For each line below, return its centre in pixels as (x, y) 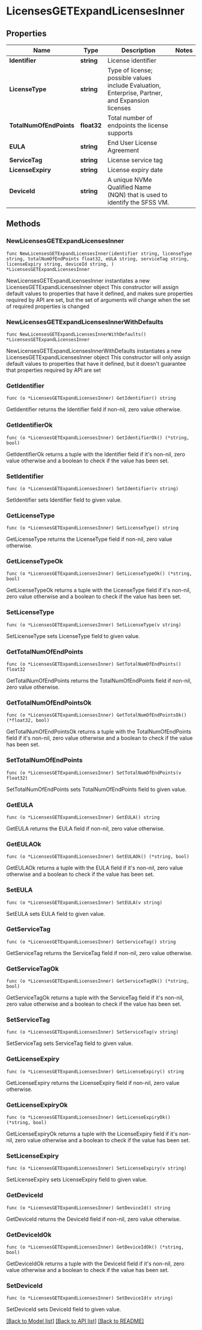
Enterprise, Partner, (135, 93)
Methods (23, 224)
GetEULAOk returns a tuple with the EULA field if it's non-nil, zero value (95, 868)
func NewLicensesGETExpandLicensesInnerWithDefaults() (76, 334)
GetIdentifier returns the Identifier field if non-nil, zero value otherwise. (94, 409)
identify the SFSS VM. (138, 202)
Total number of (130, 118)
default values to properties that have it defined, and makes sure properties (100, 293)
